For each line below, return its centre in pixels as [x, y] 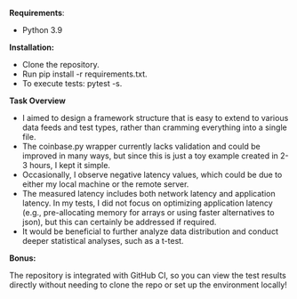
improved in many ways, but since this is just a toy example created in [150, 156]
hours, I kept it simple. [70, 165]
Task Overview [38, 101]
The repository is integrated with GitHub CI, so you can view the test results [148, 275]
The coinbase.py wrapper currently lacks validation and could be [141, 146]
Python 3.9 [42, 30]
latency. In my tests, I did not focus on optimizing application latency [147, 203]
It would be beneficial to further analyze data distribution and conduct [150, 231]
